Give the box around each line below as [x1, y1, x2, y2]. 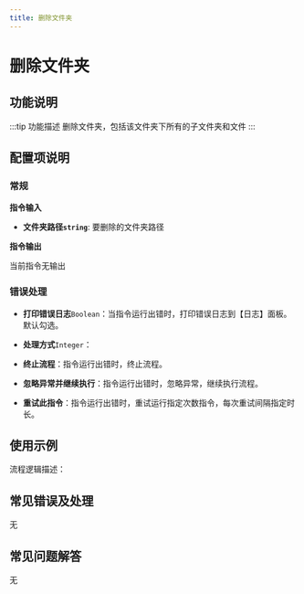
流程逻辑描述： [9, 463, 66, 475]
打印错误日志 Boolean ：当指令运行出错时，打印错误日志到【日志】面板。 [22, 308, 292, 319]
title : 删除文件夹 [9, 13, 73, 23]
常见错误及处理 [9, 493, 94, 508]
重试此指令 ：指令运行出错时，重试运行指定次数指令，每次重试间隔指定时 [22, 397, 295, 408]
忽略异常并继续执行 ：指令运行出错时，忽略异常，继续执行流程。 [22, 377, 263, 388]
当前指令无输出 [9, 260, 66, 271]
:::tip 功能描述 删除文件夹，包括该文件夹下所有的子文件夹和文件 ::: [9, 121, 256, 132]
